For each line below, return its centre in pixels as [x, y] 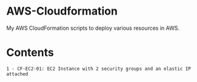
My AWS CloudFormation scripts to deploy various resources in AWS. [93, 28]
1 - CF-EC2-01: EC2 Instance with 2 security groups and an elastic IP [98, 69]
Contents [30, 53]
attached [17, 74]
